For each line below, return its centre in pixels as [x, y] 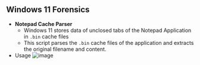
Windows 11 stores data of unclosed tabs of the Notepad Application [107, 30]
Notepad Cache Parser [43, 24]
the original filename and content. [65, 49]
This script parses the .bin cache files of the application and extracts [109, 43]
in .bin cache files [46, 36]
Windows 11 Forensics [48, 10]
